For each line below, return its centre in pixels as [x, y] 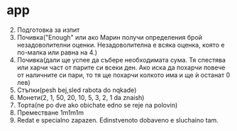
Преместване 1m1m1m [50, 113]
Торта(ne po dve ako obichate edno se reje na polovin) [97, 105]
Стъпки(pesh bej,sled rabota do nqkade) [77, 90]
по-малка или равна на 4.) [57, 52]
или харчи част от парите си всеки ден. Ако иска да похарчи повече [121, 67]
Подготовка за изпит [48, 30]
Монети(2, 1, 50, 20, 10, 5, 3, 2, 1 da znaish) [81, 97]
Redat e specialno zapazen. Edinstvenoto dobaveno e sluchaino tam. [118, 120]
